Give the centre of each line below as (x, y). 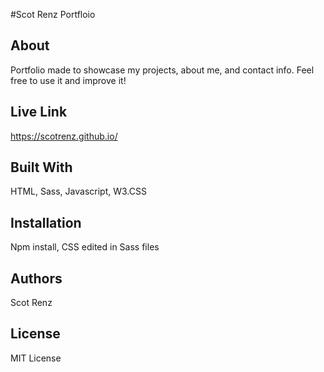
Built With (41, 167)
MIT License (36, 358)
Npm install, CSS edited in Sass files (85, 247)
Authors (36, 278)
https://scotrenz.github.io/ (64, 136)
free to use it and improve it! (68, 80)
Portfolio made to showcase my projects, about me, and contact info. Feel (162, 70)
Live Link (39, 112)
